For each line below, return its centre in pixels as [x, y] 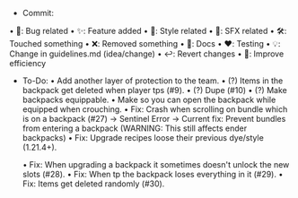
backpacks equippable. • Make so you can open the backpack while [149, 99]
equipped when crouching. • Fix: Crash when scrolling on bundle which [155, 109]
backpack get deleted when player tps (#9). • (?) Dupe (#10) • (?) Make [154, 90]
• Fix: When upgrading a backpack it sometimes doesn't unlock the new [156, 164]
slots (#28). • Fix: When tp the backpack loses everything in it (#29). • [153, 174]
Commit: [38, 13]
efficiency [28, 63]
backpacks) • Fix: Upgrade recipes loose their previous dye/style [143, 138]
